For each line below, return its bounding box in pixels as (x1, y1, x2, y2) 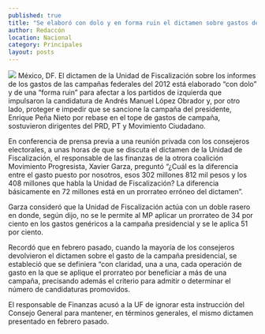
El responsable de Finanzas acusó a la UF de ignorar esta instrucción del (8, 300, 244, 309)
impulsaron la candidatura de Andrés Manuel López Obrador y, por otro (8, 96, 241, 105)
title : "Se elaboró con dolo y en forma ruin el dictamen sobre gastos (8, 19, 248, 27)
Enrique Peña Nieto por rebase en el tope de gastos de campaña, (8, 113, 221, 122)
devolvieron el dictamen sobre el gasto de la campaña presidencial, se (8, 251, 237, 261)
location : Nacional (8, 33, 73, 42)
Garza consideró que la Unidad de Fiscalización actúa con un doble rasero (8, 202, 251, 212)
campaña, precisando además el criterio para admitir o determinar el (8, 276, 231, 285)
